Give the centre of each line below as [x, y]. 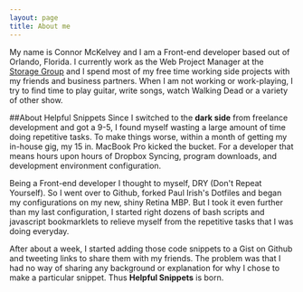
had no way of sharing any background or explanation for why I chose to [145, 268]
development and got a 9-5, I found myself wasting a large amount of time [148, 127]
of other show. [36, 99]
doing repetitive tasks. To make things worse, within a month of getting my [148, 137]
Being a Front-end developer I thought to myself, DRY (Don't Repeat [136, 183]
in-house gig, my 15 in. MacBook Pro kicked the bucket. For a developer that [151, 146]
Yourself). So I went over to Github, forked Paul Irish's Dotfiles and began [146, 193]
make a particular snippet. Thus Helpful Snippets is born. [117, 278]
